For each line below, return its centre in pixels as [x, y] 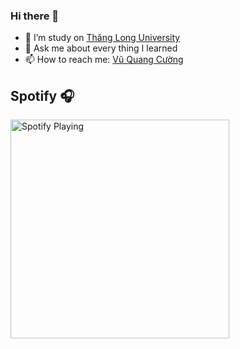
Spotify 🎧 [42, 95]
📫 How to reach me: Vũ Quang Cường [104, 60]
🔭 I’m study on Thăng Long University [102, 38]
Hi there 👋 [35, 16]
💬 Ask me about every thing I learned [101, 48]
